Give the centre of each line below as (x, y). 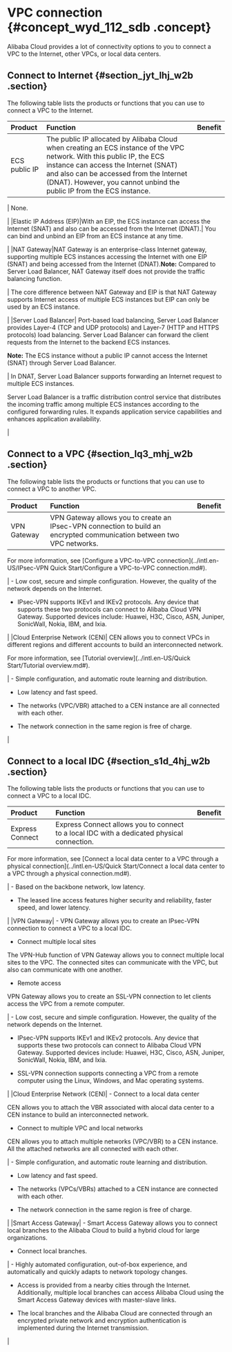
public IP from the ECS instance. (98, 191)
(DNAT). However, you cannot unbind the (113, 182)
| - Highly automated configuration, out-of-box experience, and (97, 1264)
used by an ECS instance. (44, 307)
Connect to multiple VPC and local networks (80, 1128)
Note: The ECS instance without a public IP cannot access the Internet (107, 355)
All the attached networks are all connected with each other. (93, 1149)
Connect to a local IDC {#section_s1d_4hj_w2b (109, 761)
